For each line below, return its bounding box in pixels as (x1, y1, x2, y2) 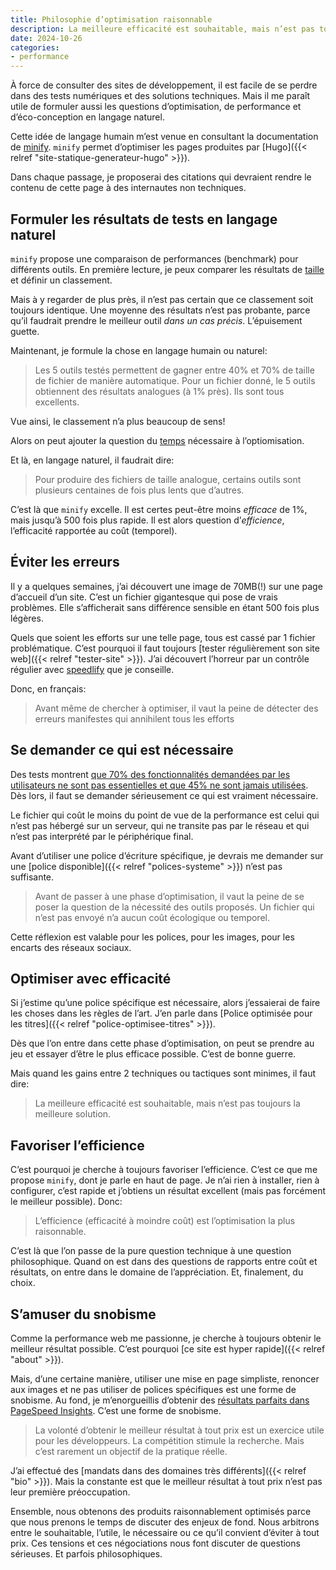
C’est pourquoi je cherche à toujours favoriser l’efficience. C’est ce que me (10, 1164, 318, 1176)
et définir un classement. (10, 274, 113, 286)
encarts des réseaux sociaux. (10, 941, 132, 953)
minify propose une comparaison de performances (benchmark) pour (10, 252, 299, 265)
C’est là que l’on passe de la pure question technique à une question (10, 1245, 292, 1257)
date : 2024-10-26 (10, 33, 83, 43)
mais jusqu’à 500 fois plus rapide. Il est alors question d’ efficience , (10, 514, 285, 526)
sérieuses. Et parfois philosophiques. (10, 1548, 163, 1560)
